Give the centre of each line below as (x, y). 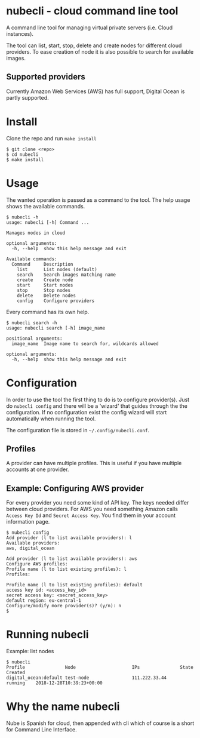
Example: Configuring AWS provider (75, 488)
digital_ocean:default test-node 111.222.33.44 (87, 678)
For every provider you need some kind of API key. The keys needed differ (98, 503)
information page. (28, 522)
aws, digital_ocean (30, 548)
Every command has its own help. (48, 312)
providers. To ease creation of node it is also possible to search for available (100, 51)
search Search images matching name (67, 275)
